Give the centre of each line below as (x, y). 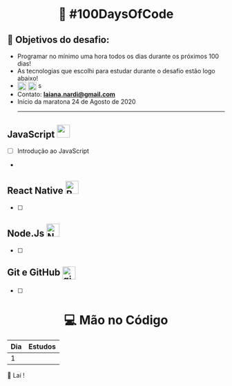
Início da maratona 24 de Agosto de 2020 (76, 102)
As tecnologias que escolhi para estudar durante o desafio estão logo (116, 71)
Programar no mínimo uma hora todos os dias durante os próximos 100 (118, 56)
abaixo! (28, 78)
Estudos (42, 347)
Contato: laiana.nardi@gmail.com (66, 94)
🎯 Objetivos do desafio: (58, 40)
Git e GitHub (34, 272)
